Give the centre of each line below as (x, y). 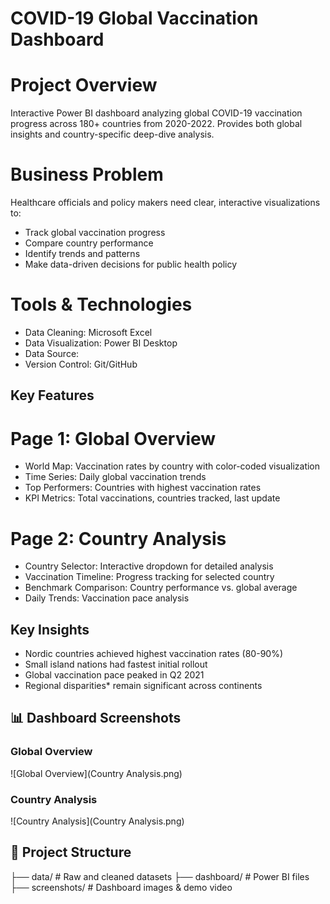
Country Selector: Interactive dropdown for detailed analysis (149, 566)
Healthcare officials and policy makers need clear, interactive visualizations (165, 203)
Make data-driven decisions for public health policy (131, 264)
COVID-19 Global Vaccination (134, 18)
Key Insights (50, 629)
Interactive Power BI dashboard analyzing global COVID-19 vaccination (156, 113)
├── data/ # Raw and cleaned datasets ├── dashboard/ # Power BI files (160, 876)
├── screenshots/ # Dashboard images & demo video (121, 887)
